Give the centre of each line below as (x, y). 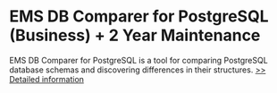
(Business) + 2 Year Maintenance (135, 35)
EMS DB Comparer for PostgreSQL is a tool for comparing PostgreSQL (138, 60)
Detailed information (47, 79)
